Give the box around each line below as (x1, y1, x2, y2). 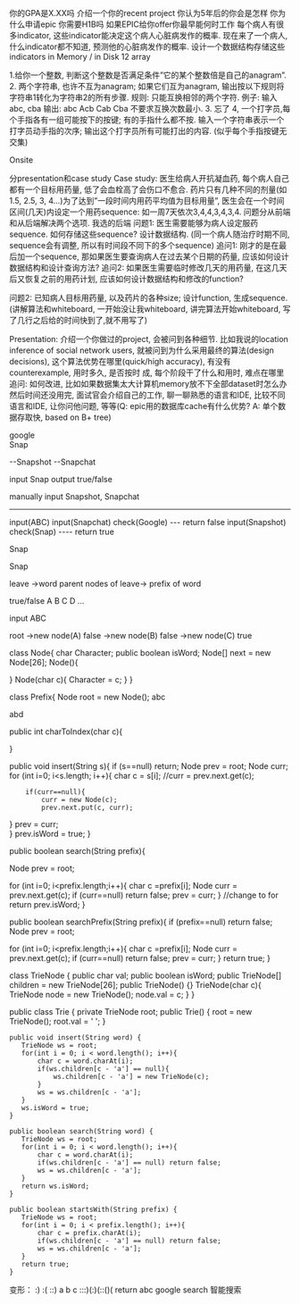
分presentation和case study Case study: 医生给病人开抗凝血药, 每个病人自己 (9, 173, 290, 183)
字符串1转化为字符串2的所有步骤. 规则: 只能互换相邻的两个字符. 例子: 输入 (9, 92, 279, 103)
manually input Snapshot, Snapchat (9, 491, 140, 502)
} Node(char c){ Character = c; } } (9, 674, 134, 685)
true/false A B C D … (9, 596, 85, 606)
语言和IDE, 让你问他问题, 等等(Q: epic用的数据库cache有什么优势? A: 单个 (9, 401, 279, 411)
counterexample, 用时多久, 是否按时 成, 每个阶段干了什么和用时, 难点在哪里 (9, 367, 285, 378)
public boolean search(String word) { (9, 1127, 154, 1136)
